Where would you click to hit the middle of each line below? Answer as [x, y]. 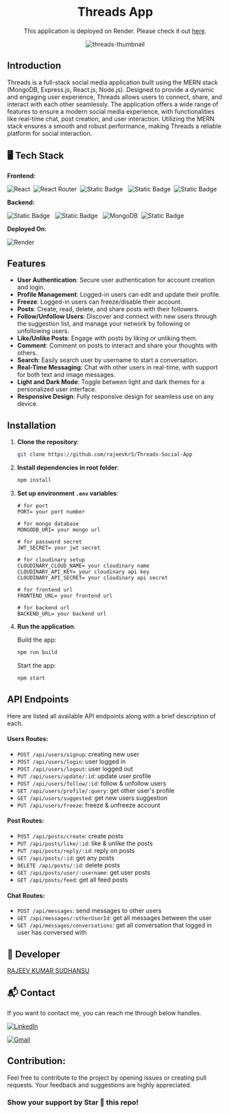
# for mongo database [48, 524]
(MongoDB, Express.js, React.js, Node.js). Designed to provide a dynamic [111, 89]
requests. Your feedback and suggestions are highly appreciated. [99, 1085]
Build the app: [37, 640]
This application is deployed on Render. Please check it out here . [115, 31]
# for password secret [49, 542]
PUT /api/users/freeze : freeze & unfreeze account [88, 805]
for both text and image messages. [66, 375]
